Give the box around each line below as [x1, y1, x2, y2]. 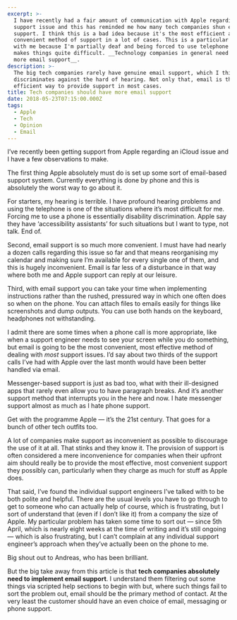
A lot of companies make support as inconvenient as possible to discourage [7, 436, 228, 445]
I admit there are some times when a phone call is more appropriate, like [7, 328, 217, 337]
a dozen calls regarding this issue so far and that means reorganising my [7, 248, 219, 257]
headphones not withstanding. [7, 314, 96, 323]
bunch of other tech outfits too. [7, 423, 98, 431]
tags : [7, 102, 23, 109]
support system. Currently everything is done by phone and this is [7, 176, 200, 185]
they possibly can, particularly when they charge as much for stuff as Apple [7, 466, 228, 475]
